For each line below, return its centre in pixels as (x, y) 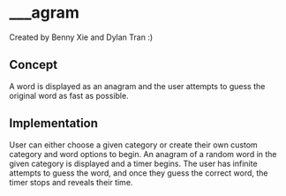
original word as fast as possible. (69, 95)
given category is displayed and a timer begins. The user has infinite (133, 163)
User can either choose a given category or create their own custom (133, 145)
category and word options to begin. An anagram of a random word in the (143, 154)
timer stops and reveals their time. (71, 182)
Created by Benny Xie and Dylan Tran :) (81, 37)
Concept (34, 65)
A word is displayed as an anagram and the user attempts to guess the (137, 86)
